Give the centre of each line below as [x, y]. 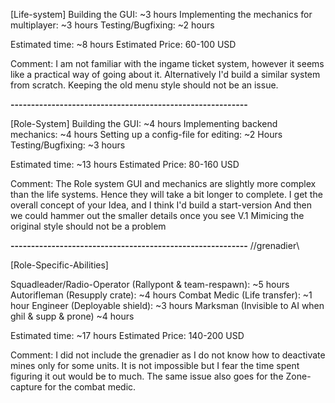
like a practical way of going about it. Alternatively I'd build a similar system [165, 74]
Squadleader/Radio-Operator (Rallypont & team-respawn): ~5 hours [150, 284]
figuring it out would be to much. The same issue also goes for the [147, 376]
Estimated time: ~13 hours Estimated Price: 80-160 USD [125, 164]
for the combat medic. [90, 387]
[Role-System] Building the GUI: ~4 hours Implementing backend [144, 123]
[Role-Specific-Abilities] [59, 265]
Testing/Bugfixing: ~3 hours [68, 145]
